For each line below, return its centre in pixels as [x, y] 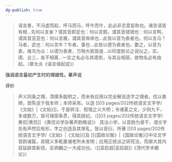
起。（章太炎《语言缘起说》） [47, 64]
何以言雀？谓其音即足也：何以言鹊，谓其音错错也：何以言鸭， [100, 32]
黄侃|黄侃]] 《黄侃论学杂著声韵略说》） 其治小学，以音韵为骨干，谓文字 [92, 122]
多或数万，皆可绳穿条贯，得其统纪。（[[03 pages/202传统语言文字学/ [90, 115]
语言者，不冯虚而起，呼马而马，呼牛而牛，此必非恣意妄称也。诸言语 [90, 25]
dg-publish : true [24, 10]
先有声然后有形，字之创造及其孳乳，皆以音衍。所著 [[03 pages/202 [89, 128]
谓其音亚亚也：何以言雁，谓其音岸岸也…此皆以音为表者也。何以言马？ [92, 38]
